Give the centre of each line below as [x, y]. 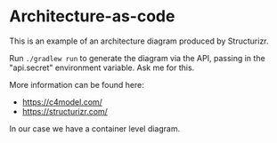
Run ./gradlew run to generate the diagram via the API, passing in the [137, 58]
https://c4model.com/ [62, 102]
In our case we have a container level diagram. [95, 128]
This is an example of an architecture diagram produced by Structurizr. [139, 41]
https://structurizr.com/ [65, 111]
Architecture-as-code [92, 16]
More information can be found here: [77, 84]
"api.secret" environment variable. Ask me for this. [102, 68]
